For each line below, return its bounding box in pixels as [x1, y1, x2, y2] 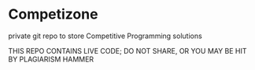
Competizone [8, 5, 98, 23]
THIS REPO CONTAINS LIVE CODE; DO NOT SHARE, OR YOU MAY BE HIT [8, 46, 247, 55]
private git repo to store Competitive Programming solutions [8, 31, 202, 40]
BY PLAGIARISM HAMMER [8, 54, 94, 64]
